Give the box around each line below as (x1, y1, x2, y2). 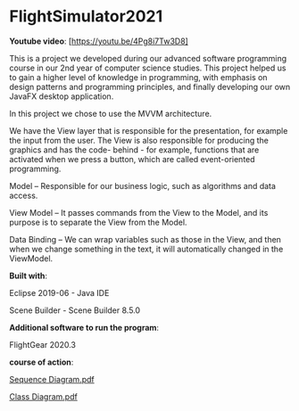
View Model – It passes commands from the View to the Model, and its (9, 207, 269, 218)
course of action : (9, 357, 74, 367)
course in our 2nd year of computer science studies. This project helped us (9, 62, 287, 73)
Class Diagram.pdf (9, 390, 78, 402)
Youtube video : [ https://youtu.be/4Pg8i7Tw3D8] (9, 36, 189, 46)
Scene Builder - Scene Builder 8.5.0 (9, 305, 141, 316)
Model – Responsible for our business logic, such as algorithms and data (9, 180, 277, 191)
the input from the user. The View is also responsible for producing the (9, 135, 270, 145)
